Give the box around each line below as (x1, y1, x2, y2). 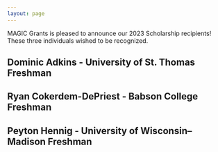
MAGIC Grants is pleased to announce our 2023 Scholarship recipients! (7, 29, 212, 37)
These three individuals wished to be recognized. (7, 36, 149, 45)
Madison (7, 135, 47, 147)
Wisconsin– (140, 125, 192, 137)
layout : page (7, 10, 45, 17)
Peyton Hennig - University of (7, 125, 139, 137)
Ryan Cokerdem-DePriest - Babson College (7, 91, 199, 102)
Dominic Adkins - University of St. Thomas (7, 57, 196, 68)
